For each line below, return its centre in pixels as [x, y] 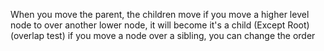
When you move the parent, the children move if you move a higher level [160, 14]
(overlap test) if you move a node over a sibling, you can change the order [163, 35]
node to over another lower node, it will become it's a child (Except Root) [160, 25]
